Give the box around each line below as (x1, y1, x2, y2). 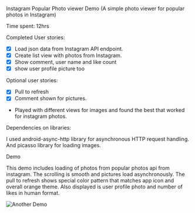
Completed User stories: (6, 34, 65, 40)
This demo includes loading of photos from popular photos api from (6, 164, 170, 172)
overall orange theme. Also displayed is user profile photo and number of (6, 183, 183, 190)
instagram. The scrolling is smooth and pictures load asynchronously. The (6, 171, 185, 178)
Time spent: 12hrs (6, 23, 49, 29)
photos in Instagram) (6, 11, 57, 18)
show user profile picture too (14, 65, 85, 72)
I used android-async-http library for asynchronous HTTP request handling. (6, 136, 190, 143)
